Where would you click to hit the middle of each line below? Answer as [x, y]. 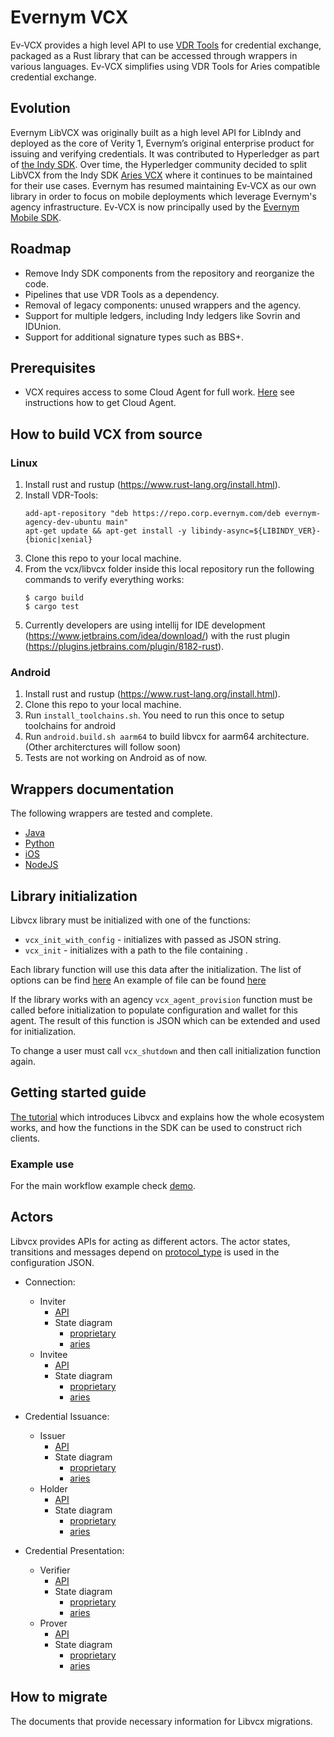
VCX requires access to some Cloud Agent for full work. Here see [159, 392]
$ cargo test [52, 607]
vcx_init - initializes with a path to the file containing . [136, 950]
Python [39, 843]
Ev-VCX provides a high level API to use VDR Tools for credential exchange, [166, 45]
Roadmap [41, 249]
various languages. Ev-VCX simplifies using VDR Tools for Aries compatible [165, 66]
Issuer [52, 1435]
